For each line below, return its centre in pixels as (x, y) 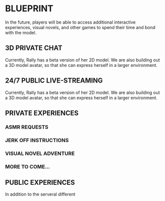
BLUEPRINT (29, 9)
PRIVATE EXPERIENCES (42, 113)
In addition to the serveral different (40, 194)
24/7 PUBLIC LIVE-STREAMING (54, 81)
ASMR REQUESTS (27, 127)
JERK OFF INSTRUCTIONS (37, 140)
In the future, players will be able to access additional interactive (70, 22)
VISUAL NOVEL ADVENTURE (40, 153)
